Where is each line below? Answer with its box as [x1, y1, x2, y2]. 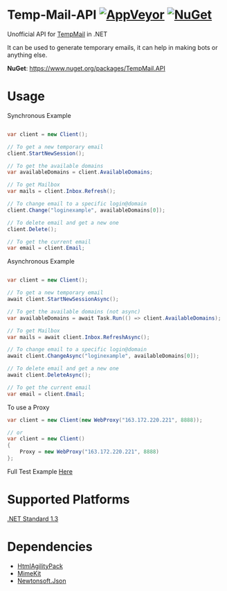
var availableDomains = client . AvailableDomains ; [7, 169, 154, 176]
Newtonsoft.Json [17, 576, 66, 585]
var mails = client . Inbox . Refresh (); [7, 188, 116, 195]
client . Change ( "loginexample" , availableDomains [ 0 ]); [7, 207, 166, 214]
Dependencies [7, 539, 93, 554]
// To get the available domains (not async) [7, 308, 140, 315]
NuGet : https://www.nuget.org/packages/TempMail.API [7, 64, 166, 72]
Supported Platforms [7, 492, 130, 508]
